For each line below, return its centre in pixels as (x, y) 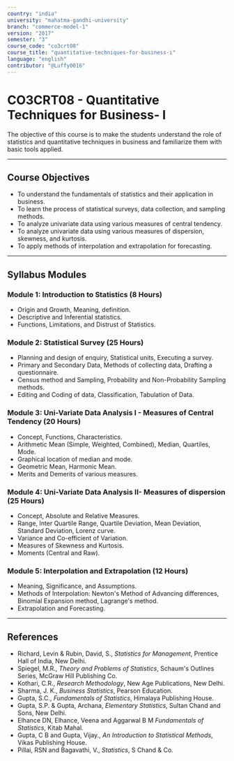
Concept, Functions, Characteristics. (70, 437)
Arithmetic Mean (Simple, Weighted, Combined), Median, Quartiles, (114, 444)
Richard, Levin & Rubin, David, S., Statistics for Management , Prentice (117, 654)
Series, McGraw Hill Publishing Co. (67, 676)
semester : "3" (28, 40)
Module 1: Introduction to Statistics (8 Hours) (85, 294)
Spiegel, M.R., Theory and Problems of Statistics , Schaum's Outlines (116, 669)
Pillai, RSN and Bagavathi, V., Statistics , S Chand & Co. (95, 750)
